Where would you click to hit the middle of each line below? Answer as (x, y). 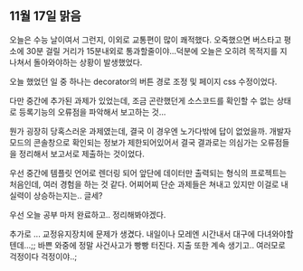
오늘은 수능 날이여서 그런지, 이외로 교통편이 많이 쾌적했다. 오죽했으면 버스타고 (146, 40)
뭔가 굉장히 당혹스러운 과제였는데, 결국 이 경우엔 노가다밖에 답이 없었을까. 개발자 (151, 131)
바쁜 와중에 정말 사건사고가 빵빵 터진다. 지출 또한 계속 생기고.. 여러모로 (162, 245)
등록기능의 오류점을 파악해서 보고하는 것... (92, 112)
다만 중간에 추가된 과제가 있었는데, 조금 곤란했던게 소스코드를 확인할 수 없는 (142, 100)
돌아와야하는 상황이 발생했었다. (88, 62)
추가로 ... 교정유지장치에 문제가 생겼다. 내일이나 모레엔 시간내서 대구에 (133, 234)
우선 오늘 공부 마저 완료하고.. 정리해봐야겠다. (88, 214)
